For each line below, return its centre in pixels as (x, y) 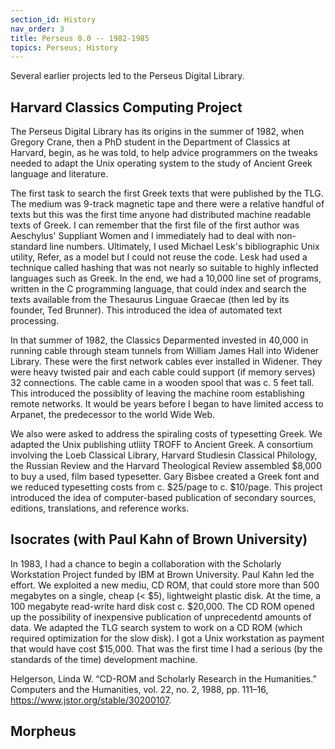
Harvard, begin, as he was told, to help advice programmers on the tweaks (164, 153)
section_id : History (53, 19)
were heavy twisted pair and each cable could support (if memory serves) (163, 372)
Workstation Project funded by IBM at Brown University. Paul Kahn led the (162, 574)
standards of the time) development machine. (104, 659)
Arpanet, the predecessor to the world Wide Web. (113, 415)
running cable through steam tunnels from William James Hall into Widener (165, 351)
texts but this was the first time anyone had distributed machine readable (161, 215)
